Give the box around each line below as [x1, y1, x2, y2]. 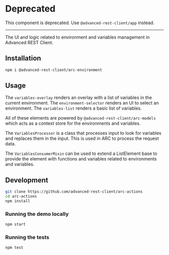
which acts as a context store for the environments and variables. [5, 120, 141, 126]
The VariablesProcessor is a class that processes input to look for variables [5, 130, 162, 136]
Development [5, 176, 49, 184]
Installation [5, 54, 41, 63]
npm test [5, 245, 24, 250]
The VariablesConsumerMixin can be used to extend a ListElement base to [5, 150, 157, 156]
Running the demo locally [5, 210, 69, 217]
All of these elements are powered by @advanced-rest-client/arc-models [5, 115, 156, 121]
